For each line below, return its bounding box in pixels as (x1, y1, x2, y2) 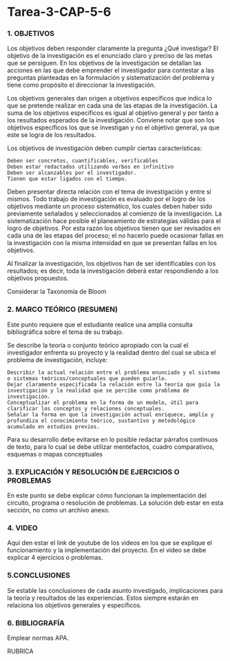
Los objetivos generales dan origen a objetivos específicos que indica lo (7, 94, 212, 103)
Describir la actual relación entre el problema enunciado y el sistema (7, 369, 220, 376)
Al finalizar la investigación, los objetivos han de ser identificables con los (7, 260, 216, 268)
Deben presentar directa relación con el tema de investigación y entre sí (7, 187, 211, 196)
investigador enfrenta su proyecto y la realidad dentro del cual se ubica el (7, 348, 216, 357)
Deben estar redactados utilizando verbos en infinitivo (7, 163, 174, 171)
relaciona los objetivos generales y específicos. (7, 600, 143, 609)
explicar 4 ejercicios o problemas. (7, 554, 103, 562)
